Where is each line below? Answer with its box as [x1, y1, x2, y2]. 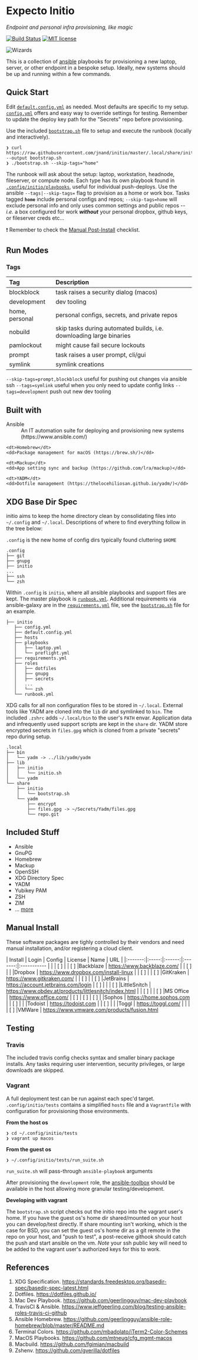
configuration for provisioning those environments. [6, 1107, 130, 1114]
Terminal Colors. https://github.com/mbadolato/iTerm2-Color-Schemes [14, 1328, 188, 1335]
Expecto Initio [6, 4, 75, 18]
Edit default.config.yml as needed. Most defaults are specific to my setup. [6, 103, 189, 110]
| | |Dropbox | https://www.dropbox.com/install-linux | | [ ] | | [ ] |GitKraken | [6, 968, 190, 976]
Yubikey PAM [14, 887, 47, 894]
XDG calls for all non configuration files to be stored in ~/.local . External [6, 702, 183, 709]
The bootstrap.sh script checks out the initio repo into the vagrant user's [6, 1208, 183, 1215]
